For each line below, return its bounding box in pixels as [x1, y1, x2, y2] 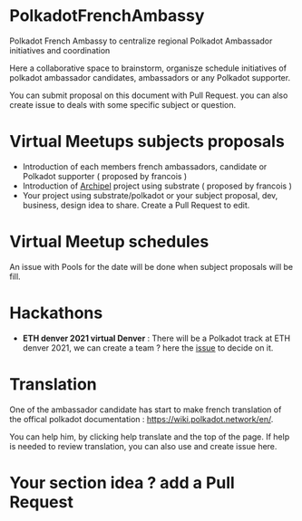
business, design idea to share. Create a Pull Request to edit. [22, 199, 250, 210]
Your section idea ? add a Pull [9, 472, 236, 493]
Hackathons [9, 303, 103, 323]
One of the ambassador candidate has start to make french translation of [9, 404, 282, 415]
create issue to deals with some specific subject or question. [9, 99, 237, 110]
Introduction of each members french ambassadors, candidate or [22, 160, 268, 172]
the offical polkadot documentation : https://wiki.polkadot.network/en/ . [9, 413, 274, 424]
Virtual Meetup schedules [9, 232, 209, 252]
